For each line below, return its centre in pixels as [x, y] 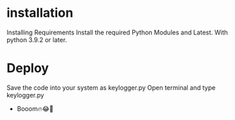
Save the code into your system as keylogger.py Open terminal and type [111, 87]
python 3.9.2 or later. [37, 39]
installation [40, 13]
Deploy [28, 68]
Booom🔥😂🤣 [35, 108]
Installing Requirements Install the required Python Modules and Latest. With [117, 32]
